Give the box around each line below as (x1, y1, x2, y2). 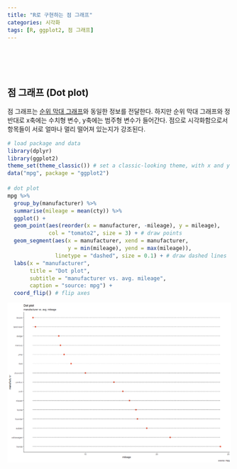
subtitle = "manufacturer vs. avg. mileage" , (29, 274, 167, 282)
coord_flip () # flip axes (13, 290, 91, 297)
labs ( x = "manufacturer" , (13, 259, 91, 266)
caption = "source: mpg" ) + (29, 282, 113, 289)
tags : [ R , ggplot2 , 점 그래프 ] (7, 26, 94, 33)
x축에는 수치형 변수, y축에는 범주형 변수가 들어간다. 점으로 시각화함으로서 (26, 116, 228, 124)
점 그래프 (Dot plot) (7, 87, 89, 99)
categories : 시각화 (7, 18, 60, 26)
